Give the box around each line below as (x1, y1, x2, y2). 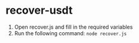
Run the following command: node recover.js (14, 29, 127, 36)
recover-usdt (5, 4, 73, 17)
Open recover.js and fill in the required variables (14, 23, 133, 30)
